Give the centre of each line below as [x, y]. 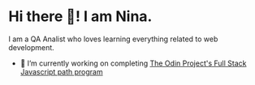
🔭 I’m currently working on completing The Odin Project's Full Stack [133, 63]
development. [31, 47]
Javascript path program [61, 71]
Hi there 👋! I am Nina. [80, 17]
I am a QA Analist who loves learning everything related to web [113, 39]
